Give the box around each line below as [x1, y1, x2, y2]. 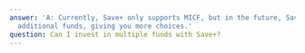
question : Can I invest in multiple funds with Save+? [9, 30, 221, 39]
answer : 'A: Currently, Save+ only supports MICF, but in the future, [9, 13, 282, 22]
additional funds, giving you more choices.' [17, 22, 193, 31]
